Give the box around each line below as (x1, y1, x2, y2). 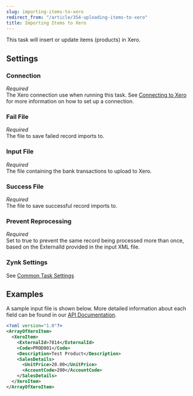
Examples (6, 289, 43, 299)
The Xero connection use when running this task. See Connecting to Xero (6, 91, 186, 99)
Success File (6, 182, 44, 191)
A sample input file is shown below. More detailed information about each (6, 305, 186, 312)
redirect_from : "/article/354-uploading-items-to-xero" (6, 14, 148, 20)
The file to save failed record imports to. (6, 133, 105, 140)
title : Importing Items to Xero (6, 20, 86, 26)
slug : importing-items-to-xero (6, 8, 84, 15)
